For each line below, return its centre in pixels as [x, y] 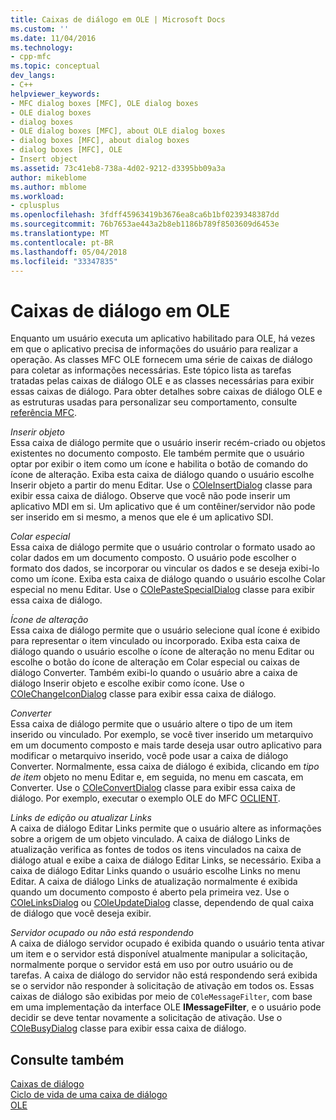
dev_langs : [33, 76]
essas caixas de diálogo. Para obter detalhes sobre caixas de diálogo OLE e [166, 392]
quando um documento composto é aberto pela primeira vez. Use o [150, 892]
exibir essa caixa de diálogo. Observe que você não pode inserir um [150, 496]
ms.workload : [37, 196]
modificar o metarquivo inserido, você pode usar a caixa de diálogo [149, 756]
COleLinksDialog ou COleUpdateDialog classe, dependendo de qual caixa [162, 903]
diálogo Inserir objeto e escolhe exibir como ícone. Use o [127, 683]
